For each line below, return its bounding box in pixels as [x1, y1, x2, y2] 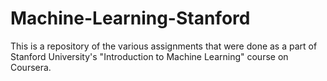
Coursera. [10, 61, 52, 73]
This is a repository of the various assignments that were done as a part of [10, 40, 318, 52]
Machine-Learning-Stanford [10, 7, 251, 30]
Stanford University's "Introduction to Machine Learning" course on [10, 50, 289, 62]
